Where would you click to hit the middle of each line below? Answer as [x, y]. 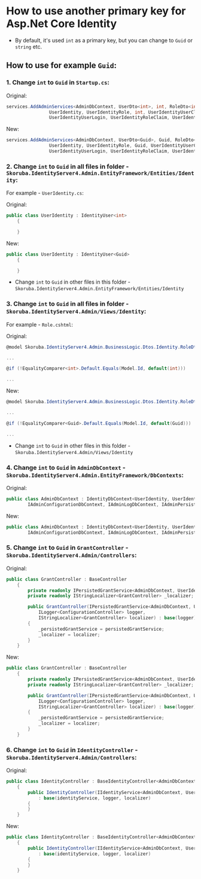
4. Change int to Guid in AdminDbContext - [66, 467]
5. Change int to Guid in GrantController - [67, 548]
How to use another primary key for [96, 11]
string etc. [28, 47]
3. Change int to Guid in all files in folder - [68, 304]
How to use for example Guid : [62, 66]
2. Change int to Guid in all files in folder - [68, 166]
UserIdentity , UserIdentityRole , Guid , [98, 146]
